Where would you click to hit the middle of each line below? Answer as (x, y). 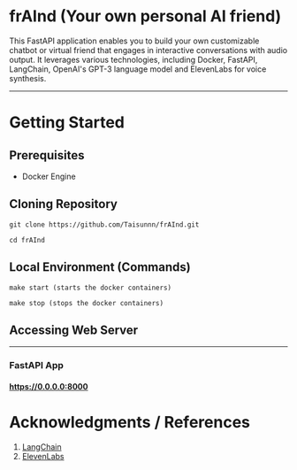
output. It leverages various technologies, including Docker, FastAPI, (133, 59)
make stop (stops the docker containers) (87, 303)
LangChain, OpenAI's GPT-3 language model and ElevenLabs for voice (138, 69)
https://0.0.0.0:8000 (49, 386)
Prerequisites (47, 155)
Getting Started (67, 123)
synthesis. (28, 78)
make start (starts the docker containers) (91, 288)
